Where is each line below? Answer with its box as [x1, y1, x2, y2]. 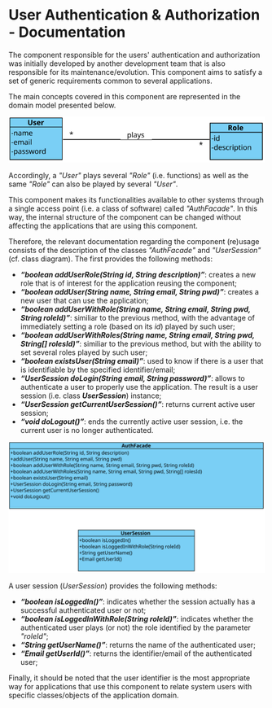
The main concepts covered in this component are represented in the [8, 91, 241, 101]
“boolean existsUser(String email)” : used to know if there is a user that [20, 356, 264, 365]
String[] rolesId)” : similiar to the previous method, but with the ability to [20, 339, 262, 348]
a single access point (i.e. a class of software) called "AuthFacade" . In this [8, 203, 258, 213]
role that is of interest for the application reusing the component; [20, 278, 238, 288]
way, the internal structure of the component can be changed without [8, 212, 242, 221]
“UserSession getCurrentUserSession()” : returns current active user [20, 399, 256, 409]
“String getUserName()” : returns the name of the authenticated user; [20, 640, 257, 649]
